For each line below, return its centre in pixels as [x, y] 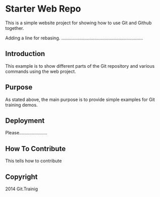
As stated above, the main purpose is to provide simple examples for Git [80, 100]
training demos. [21, 105]
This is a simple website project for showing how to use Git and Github [78, 23]
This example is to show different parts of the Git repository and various [80, 66]
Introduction [25, 54]
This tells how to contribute [34, 161]
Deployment [25, 120]
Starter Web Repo [43, 9]
